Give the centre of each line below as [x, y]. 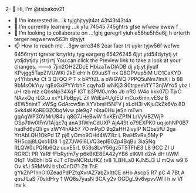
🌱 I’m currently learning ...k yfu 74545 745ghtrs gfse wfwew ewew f [96, 27]
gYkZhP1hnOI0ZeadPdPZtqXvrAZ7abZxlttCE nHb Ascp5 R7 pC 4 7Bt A [99, 172]
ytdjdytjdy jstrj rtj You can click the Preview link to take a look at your [97, 60]
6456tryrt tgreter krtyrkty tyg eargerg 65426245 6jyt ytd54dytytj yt [96, 54]
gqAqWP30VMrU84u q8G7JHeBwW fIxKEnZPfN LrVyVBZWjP [89, 116]
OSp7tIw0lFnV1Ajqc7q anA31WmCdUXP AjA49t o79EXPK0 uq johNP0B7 [101, 123]
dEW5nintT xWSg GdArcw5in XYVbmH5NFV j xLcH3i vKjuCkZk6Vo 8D [99, 104]
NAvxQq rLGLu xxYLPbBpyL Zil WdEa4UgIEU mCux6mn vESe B [91, 98]
